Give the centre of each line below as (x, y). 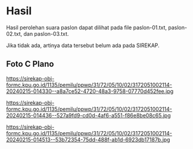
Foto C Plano (30, 64)
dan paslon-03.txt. (46, 33)
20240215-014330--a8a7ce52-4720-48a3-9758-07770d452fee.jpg (90, 91)
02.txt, (14, 33)
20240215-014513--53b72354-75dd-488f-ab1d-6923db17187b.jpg (88, 139)
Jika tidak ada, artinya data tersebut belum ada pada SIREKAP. (83, 45)
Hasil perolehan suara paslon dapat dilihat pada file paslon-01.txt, (87, 27)
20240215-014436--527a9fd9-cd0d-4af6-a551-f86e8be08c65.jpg (88, 115)
